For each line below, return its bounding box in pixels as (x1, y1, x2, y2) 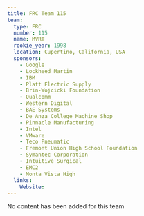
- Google (19, 61, 45, 68)
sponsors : (13, 55, 42, 62)
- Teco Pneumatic (19, 139, 70, 146)
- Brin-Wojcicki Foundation (19, 87, 100, 94)
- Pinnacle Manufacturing (19, 119, 95, 126)
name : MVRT (13, 36, 45, 43)
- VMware (19, 132, 45, 139)
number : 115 (13, 29, 48, 37)
